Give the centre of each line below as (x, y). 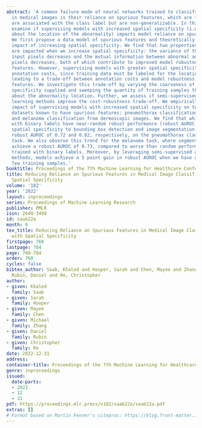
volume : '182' (24, 186)
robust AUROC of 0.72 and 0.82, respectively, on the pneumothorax (98, 135)
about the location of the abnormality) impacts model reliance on (98, 34)
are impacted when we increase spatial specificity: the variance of (100, 51)
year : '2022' (23, 191)
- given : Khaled (26, 286)
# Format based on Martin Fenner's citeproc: (64, 415)
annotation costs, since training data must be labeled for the (94, 74)
